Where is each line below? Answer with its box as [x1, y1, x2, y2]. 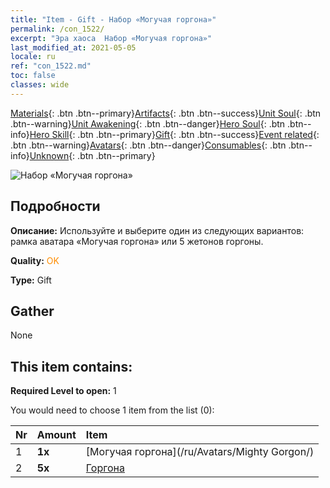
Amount [36, 428, 77, 442]
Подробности [10, 198, 101, 215]
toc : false [10, 71, 56, 81]
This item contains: [10, 358, 133, 375]
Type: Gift [10, 274, 52, 286]
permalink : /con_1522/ [10, 24, 105, 34]
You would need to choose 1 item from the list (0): [10, 404, 215, 416]
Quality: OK [10, 254, 60, 266]
